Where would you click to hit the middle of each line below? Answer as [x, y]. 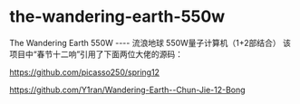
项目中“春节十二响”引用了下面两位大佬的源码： [97, 54]
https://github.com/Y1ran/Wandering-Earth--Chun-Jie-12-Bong [128, 90]
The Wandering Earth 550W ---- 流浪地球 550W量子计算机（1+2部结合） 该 [150, 43]
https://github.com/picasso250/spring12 [85, 72]
